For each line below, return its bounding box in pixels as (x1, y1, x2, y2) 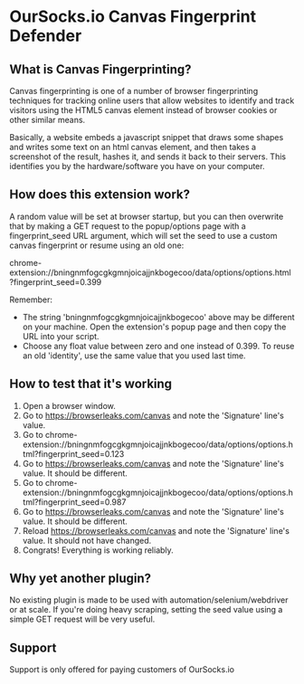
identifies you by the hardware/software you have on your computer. (9, 161, 265, 171)
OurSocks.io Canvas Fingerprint (9, 6, 256, 27)
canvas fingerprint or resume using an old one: (9, 240, 185, 251)
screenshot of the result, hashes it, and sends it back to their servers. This (9, 151, 287, 162)
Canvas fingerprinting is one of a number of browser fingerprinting (9, 86, 259, 96)
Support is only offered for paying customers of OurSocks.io (9, 664, 235, 675)
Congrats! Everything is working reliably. (22, 545, 174, 556)
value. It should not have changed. (22, 535, 152, 546)
